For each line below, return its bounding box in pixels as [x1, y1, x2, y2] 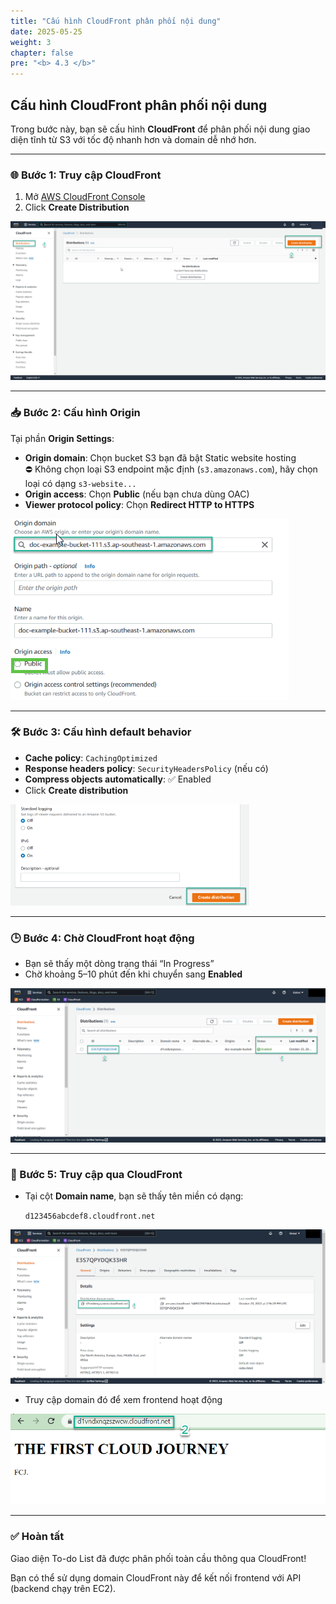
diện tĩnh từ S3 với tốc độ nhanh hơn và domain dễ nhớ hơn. [10, 133, 257, 145]
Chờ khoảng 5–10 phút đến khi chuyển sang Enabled [24, 968, 243, 980]
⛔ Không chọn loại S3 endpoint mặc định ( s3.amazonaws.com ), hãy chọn [24, 463, 318, 475]
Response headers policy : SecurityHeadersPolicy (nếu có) [24, 762, 269, 774]
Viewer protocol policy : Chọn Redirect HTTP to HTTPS [24, 498, 255, 510]
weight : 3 [10, 37, 52, 47]
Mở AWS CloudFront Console [24, 191, 146, 203]
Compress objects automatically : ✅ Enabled [24, 773, 212, 785]
